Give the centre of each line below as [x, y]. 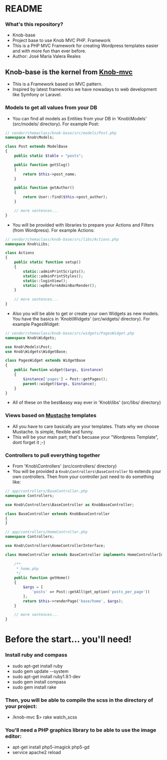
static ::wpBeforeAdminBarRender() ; [60, 285]
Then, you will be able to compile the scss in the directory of [79, 700]
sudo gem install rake [34, 687]
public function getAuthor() [44, 188]
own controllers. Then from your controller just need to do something [83, 477]
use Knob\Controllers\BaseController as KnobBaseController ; [70, 505]
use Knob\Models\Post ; [29, 347]
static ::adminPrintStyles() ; [53, 276]
